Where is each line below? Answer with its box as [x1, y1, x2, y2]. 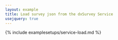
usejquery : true [5, 16, 38, 21]
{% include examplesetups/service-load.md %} [5, 30, 102, 36]
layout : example [5, 7, 38, 12]
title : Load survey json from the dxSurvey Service [5, 12, 113, 17]
